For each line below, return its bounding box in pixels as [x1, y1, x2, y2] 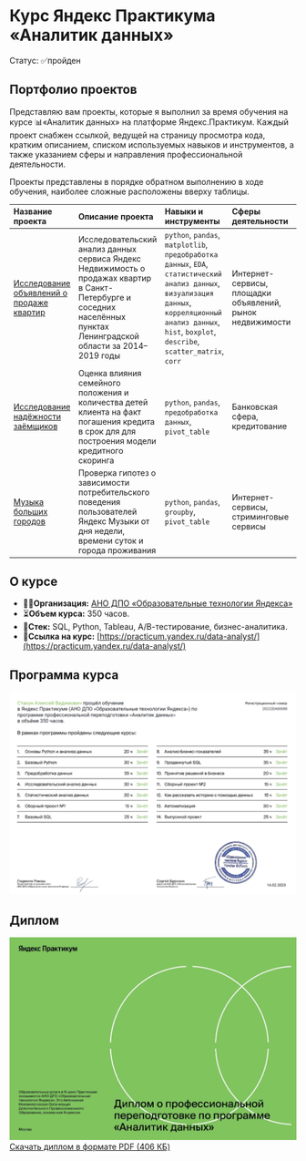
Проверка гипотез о [77, 467, 157, 478]
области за [77, 341, 121, 351]
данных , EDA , [164, 258, 209, 269]
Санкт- [85, 283, 114, 293]
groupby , [164, 507, 196, 517]
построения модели [77, 435, 157, 447]
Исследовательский [77, 234, 158, 244]
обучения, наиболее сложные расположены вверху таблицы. [9, 186, 250, 197]
